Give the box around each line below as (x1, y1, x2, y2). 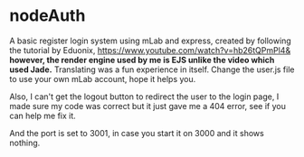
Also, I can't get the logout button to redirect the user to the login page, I (9, 91, 280, 102)
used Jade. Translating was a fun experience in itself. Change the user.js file (9, 64, 295, 75)
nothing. (9, 137, 41, 148)
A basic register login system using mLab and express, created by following (9, 35, 291, 46)
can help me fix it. (9, 110, 77, 121)
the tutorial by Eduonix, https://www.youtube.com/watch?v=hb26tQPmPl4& (9, 44, 291, 55)
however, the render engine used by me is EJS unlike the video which (9, 54, 275, 65)
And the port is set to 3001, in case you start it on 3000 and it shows (9, 127, 264, 138)
